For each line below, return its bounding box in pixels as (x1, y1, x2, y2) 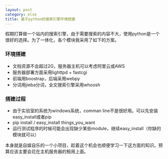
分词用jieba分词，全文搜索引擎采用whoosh (12, 82, 100, 88)
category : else (5, 12, 37, 17)
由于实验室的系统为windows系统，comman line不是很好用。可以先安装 (12, 108, 158, 114)
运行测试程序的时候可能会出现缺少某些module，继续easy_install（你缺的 (12, 125, 161, 131)
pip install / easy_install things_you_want (12, 119, 95, 125)
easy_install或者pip (12, 114, 51, 120)
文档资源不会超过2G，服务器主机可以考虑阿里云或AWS (12, 63, 125, 69)
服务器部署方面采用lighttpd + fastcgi (12, 69, 87, 75)
